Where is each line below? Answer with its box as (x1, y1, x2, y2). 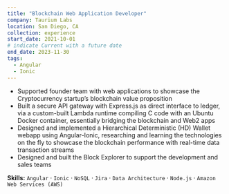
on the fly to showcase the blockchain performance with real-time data (17, 138, 220, 146)
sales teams (17, 160, 52, 168)
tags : (7, 55, 23, 62)
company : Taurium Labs (7, 17, 73, 23)
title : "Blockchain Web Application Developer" (7, 10, 147, 17)
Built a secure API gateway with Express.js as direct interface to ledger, (17, 101, 221, 110)
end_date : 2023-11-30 (7, 49, 70, 56)
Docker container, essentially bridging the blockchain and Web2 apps (17, 116, 216, 124)
